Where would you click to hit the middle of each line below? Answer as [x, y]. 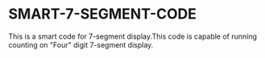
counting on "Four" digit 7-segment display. [81, 44]
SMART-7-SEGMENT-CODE [103, 14]
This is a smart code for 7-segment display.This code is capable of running [133, 36]
